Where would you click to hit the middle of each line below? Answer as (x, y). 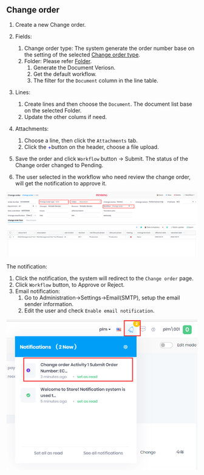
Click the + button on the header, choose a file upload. (91, 147)
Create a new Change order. (50, 24)
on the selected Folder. (53, 110)
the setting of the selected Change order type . (82, 55)
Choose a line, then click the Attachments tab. (81, 140)
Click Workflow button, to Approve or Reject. (70, 284)
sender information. (49, 304)
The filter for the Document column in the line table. (96, 80)
